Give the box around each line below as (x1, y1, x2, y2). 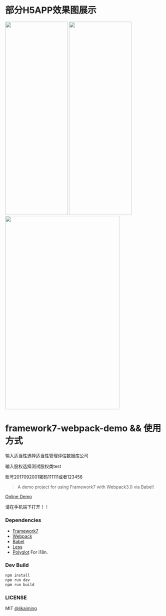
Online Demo (5, 493, 32, 500)
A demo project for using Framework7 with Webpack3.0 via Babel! (17, 484, 154, 490)
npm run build (5, 583, 35, 588)
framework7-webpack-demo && (5, 423, 141, 434)
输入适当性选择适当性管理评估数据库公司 (5, 453, 88, 459)
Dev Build (5, 562, 29, 569)
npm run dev (5, 578, 30, 583)
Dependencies (5, 517, 41, 524)
